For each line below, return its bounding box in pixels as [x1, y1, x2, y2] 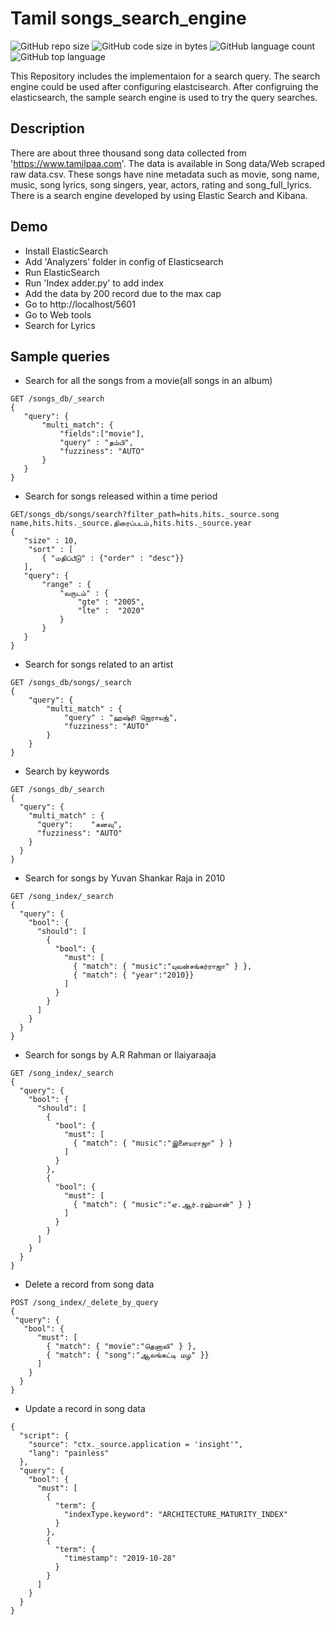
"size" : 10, [23, 536, 78, 546]
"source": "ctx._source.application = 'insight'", [28, 1440, 244, 1450]
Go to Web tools [24, 308, 92, 321]
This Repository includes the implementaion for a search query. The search [10, 70, 321, 82]
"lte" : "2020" [77, 606, 145, 616]
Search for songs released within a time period [24, 490, 218, 502]
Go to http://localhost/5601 [24, 298, 136, 310]
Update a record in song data [24, 1403, 146, 1415]
